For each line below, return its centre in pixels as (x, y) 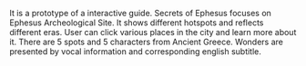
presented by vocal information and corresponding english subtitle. (136, 52)
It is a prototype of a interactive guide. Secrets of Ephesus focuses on (140, 13)
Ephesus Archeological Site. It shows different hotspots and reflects (137, 23)
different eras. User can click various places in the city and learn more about (153, 32)
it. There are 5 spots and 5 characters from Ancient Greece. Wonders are (147, 42)
